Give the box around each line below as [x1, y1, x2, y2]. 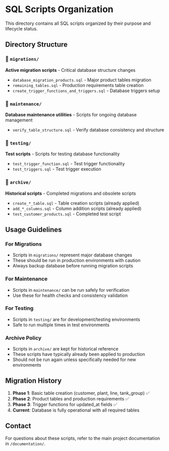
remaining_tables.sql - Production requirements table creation [12, 82, 144, 88]
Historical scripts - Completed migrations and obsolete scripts [5, 190, 136, 196]
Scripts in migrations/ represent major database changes [12, 252, 133, 258]
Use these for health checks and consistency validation [12, 292, 128, 298]
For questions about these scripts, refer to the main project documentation [5, 435, 160, 441]
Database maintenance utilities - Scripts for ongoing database [5, 111, 137, 117]
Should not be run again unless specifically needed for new [12, 356, 136, 363]
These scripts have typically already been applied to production [12, 351, 145, 357]
